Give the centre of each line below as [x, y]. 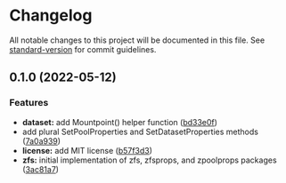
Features [29, 103]
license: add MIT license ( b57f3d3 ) [87, 150]
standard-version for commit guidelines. [83, 49]
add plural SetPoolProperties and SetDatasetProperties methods [140, 131]
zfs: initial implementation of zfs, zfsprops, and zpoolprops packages [150, 160]
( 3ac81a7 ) [41, 169]
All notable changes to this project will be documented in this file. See [137, 40]
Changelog [51, 16]
